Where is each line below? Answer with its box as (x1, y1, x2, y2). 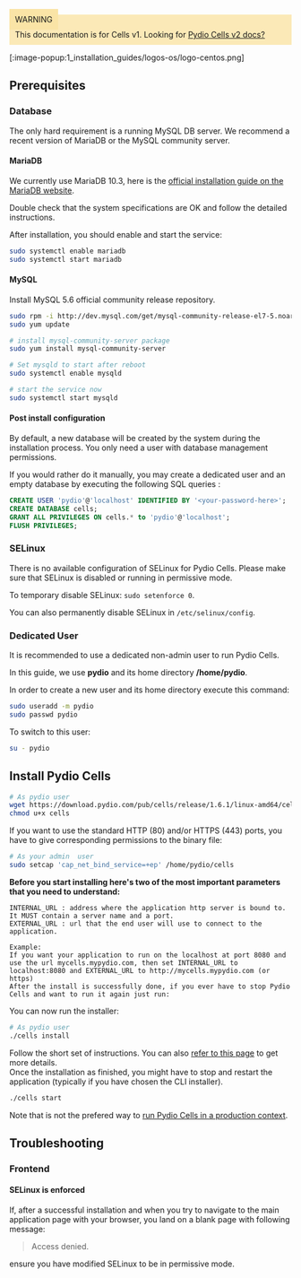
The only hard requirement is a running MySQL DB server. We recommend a (9, 126, 290, 136)
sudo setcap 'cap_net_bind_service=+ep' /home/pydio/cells (9, 861, 235, 870)
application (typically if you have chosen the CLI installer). (9, 1076, 224, 1087)
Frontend (9, 1162, 50, 1175)
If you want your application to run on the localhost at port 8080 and (9, 951, 287, 960)
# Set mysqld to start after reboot (9, 361, 146, 369)
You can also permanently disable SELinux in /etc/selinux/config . (9, 606, 255, 618)
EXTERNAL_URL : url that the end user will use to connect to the (9, 919, 262, 928)
